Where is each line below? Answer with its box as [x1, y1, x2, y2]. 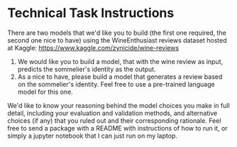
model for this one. [17, 87, 73, 96]
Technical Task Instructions [7, 5, 175, 21]
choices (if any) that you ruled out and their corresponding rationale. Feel [7, 116, 221, 125]
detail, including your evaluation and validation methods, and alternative [7, 109, 218, 117]
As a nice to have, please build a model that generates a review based [17, 72, 223, 81]
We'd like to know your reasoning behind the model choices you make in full [7, 101, 231, 109]
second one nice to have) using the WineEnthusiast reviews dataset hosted [7, 36, 227, 44]
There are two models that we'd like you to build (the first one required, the [7, 28, 227, 37]
